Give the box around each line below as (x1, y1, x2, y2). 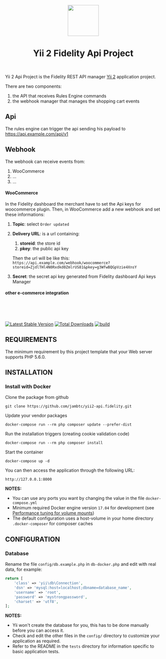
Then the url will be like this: (12, 255, 70, 261)
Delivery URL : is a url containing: (12, 230, 80, 236)
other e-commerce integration (5, 290, 69, 296)
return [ (5, 576, 23, 581)
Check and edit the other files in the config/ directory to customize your (12, 633, 160, 639)
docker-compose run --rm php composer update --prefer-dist (5, 422, 132, 427)
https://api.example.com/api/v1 (5, 131, 68, 137)
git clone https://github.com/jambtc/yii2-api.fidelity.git (5, 404, 132, 409)
